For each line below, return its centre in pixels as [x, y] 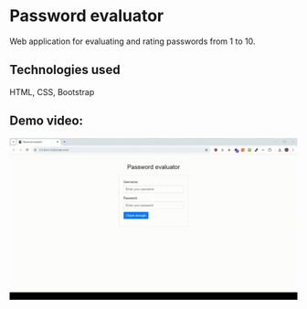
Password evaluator [87, 16]
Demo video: [47, 121]
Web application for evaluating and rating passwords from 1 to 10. [132, 41]
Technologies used [65, 70]
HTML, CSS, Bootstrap [52, 91]
